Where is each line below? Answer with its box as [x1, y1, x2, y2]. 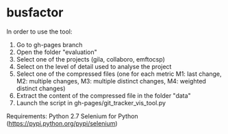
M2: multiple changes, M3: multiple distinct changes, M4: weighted [16, 77, 207, 85]
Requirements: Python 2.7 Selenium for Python [6, 111, 138, 120]
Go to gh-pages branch [16, 40, 83, 49]
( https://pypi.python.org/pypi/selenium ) [6, 119, 118, 127]
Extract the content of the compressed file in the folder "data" [16, 91, 191, 100]
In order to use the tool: [6, 27, 73, 36]
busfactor [6, 5, 64, 21]
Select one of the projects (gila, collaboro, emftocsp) [16, 55, 166, 63]
